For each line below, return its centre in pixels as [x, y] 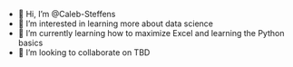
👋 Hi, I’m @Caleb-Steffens [67, 14]
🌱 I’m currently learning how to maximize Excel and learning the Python [151, 33]
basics [30, 43]
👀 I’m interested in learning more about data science [115, 24]
